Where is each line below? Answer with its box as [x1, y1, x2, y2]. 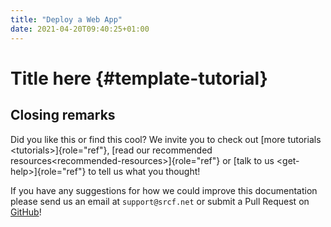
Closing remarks [10, 107, 116, 124]
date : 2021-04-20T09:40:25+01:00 [10, 24, 150, 34]
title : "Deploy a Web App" [10, 14, 123, 25]
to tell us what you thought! [88, 165, 201, 177]
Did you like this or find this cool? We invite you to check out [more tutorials [10, 133, 322, 145]
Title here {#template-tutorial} [10, 67, 268, 90]
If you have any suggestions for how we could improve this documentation [10, 184, 318, 196]
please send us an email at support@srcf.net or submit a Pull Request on [10, 195, 310, 207]
